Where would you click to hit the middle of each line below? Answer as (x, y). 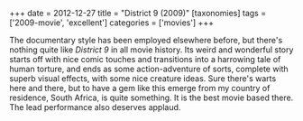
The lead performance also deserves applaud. (95, 107)
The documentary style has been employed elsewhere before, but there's (146, 40)
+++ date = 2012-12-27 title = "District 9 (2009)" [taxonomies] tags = (138, 13)
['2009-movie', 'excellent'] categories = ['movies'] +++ (112, 23)
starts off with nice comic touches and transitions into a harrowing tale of (145, 59)
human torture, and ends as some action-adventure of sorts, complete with (149, 69)
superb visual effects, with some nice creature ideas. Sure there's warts (143, 79)
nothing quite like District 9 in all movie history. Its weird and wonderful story (151, 50)
